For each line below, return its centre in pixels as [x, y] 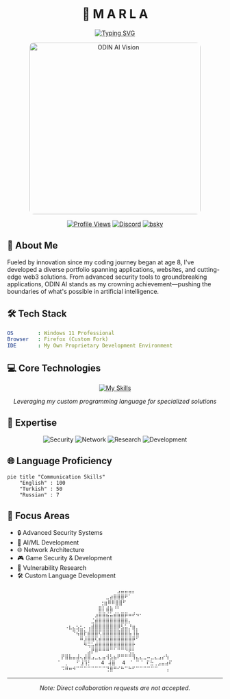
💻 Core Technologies [54, 368]
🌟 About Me [33, 245]
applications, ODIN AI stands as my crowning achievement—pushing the [109, 284]
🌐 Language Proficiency [60, 461]
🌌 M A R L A [115, 14]
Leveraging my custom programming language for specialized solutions [115, 401]
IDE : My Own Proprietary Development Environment [90, 346]
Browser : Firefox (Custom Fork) [58, 339]
